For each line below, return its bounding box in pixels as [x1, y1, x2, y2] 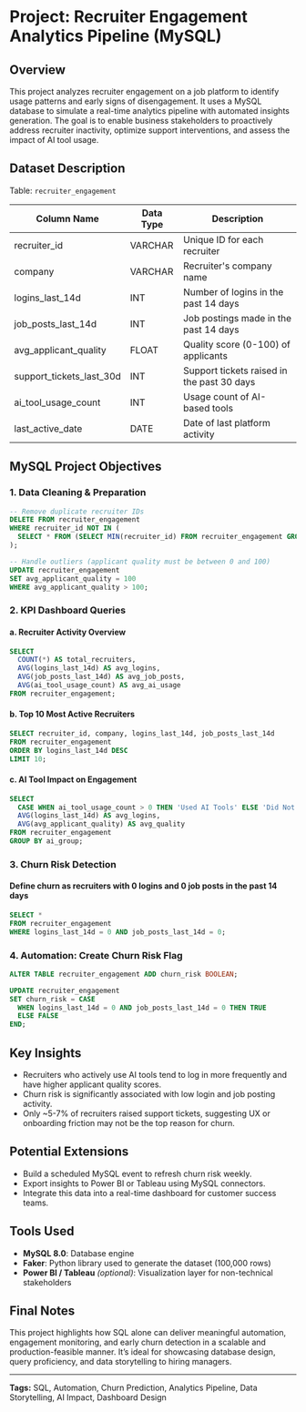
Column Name [36, 212, 100, 225]
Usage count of [183, 390, 250, 402]
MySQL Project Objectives [9, 459, 162, 474]
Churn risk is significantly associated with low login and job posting [22, 1089, 276, 1100]
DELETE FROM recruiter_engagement [9, 515, 141, 524]
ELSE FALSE [17, 1011, 59, 1021]
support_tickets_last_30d [14, 370, 121, 382]
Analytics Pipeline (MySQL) [9, 25, 222, 46]
